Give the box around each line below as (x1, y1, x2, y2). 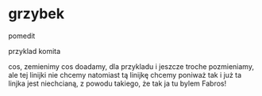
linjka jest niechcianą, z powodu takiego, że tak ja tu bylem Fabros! (8, 79, 227, 88)
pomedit (8, 31, 36, 40)
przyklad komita (8, 46, 61, 56)
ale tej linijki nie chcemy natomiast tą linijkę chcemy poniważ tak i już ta (8, 70, 242, 79)
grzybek (8, 5, 65, 23)
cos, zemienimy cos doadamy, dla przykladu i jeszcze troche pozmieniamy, (8, 61, 254, 71)
